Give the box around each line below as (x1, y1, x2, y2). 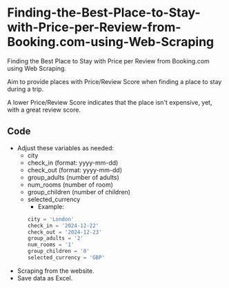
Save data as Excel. (17, 274, 73, 282)
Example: (37, 202, 64, 211)
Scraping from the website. (17, 267, 94, 275)
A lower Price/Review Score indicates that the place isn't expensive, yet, (7, 98, 212, 106)
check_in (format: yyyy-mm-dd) (27, 158, 119, 167)
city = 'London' (27, 216, 74, 223)
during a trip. (7, 85, 44, 93)
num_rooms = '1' (27, 241, 74, 249)
